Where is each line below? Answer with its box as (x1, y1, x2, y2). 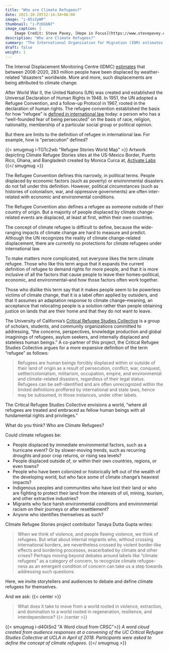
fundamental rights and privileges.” (5, 412, 78, 418)
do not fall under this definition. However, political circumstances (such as (5, 183, 158, 189)
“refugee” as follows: (5, 350, 49, 356)
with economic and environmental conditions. (21, 194, 116, 200)
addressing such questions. (17, 568, 75, 574)
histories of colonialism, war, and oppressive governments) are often (5, 188, 147, 194)
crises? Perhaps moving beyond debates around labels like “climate (17, 552, 158, 558)
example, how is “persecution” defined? (5, 137, 88, 143)
